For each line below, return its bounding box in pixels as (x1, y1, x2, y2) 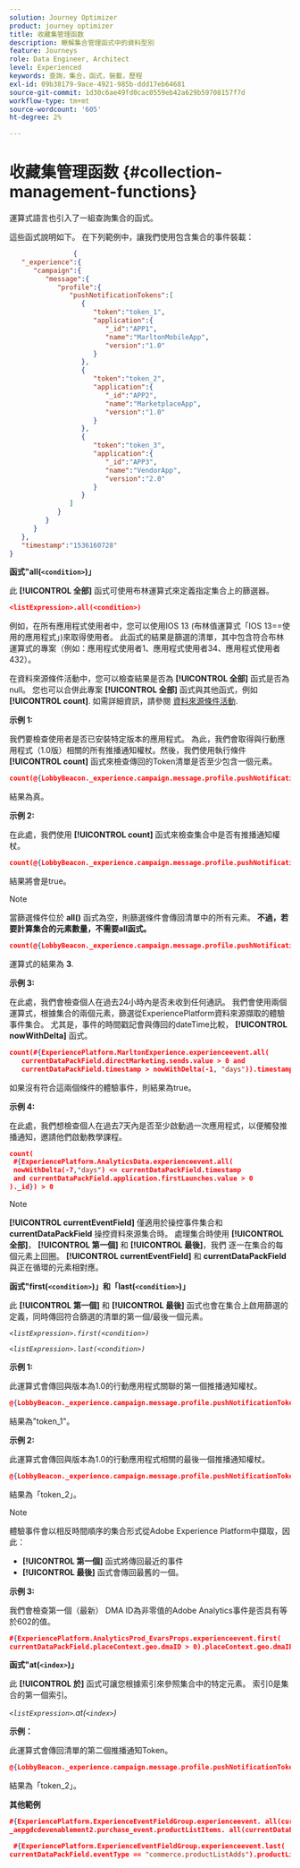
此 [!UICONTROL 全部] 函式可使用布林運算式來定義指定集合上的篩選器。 (9, 586, 274, 596)
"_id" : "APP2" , (104, 390, 158, 399)
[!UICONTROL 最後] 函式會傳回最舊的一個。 (21, 1566, 184, 1577)
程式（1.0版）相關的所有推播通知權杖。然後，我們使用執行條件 (16, 745, 247, 756)
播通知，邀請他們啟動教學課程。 (9, 1131, 127, 1142)
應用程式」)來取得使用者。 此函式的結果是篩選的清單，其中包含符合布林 (24, 632, 285, 643)
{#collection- (121, 162, 223, 183)
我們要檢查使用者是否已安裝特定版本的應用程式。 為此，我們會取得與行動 (9, 733, 278, 744)
